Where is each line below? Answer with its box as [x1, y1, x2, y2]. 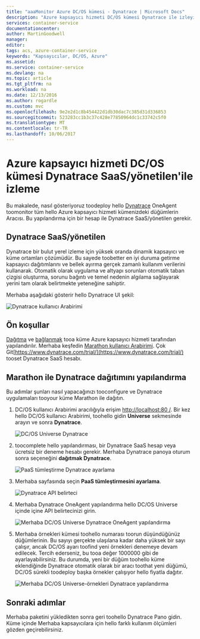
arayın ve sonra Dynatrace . [14, 419, 82, 426]
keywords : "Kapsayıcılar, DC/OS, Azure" [6, 53, 108, 59]
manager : [6, 36, 28, 42]
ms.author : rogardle [6, 97, 58, 103]
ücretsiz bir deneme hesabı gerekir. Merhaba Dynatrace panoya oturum [14, 448, 190, 455]
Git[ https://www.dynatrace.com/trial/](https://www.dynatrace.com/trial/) [6, 348, 184, 356]
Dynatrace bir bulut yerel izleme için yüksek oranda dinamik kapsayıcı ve [6, 247, 185, 255]
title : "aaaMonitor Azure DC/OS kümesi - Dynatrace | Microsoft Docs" [6, 8, 185, 15]
